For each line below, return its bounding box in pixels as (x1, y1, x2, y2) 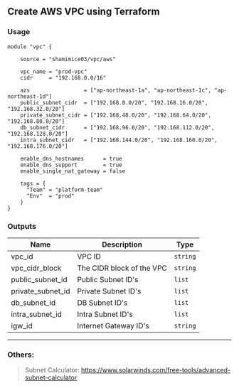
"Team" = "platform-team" (26, 186, 103, 193)
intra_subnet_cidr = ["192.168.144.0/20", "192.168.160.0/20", (20, 136, 218, 144)
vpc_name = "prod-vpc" (20, 68, 87, 75)
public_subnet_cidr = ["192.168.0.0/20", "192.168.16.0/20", (20, 99, 208, 106)
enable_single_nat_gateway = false (20, 167, 126, 175)
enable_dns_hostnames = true (20, 155, 122, 162)
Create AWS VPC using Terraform (7, 6, 160, 18)
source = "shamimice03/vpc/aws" (20, 55, 116, 63)
